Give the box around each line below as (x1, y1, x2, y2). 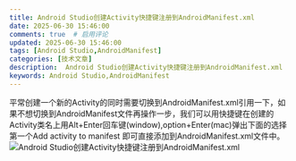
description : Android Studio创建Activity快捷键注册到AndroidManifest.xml (9, 64, 283, 72)
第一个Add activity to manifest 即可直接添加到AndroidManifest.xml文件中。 (9, 131, 285, 141)
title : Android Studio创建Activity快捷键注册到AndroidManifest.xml (9, 13, 255, 22)
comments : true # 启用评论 (9, 30, 109, 38)
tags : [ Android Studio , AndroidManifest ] (9, 47, 163, 55)
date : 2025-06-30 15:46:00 (9, 21, 110, 30)
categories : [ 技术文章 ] (9, 55, 92, 64)
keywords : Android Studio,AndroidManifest (9, 72, 170, 80)
